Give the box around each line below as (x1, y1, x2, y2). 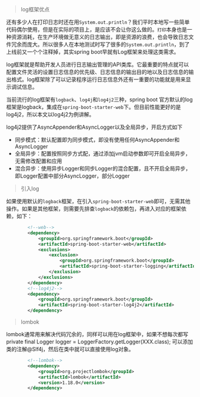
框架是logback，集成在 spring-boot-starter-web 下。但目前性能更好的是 (6, 104, 182, 110)
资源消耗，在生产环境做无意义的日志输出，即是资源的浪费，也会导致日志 (11, 33, 189, 41)
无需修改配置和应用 (14, 157, 62, 165)
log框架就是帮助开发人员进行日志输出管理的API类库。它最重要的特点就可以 (6, 61, 189, 68)
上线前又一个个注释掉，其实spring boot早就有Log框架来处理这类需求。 (6, 48, 180, 55)
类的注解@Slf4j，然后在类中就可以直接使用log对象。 (6, 346, 135, 352)
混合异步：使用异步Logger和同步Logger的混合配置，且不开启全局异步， (14, 165, 191, 172)
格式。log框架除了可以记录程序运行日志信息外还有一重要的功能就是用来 (11, 76, 186, 83)
